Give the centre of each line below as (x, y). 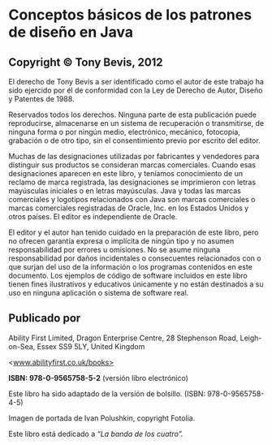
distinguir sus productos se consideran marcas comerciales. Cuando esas (132, 165)
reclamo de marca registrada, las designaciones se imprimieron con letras (132, 182)
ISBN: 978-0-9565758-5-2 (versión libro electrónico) (99, 378)
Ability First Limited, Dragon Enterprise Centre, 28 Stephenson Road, (123, 338)
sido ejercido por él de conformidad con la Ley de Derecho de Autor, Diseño (136, 90)
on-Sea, (22, 346)
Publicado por (45, 318)
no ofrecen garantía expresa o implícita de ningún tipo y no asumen (121, 241)
